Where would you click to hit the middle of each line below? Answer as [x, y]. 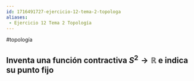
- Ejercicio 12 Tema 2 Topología [50, 23]
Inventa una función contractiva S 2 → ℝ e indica [97, 59]
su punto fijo [30, 70]
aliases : [17, 17]
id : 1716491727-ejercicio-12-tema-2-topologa [63, 12]
